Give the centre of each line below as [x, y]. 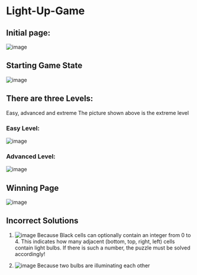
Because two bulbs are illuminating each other [94, 266]
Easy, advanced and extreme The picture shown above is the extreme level [98, 113]
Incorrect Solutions [42, 221]
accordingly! [30, 254]
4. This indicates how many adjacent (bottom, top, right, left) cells [95, 241]
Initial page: [28, 33]
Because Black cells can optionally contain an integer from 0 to [114, 235]
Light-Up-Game [46, 11]
